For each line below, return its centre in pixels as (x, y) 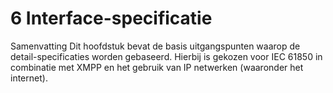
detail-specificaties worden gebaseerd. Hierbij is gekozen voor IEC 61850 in (166, 56)
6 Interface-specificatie (111, 18)
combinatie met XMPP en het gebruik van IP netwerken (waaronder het (157, 67)
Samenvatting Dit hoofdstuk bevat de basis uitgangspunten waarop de (155, 46)
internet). (29, 78)
